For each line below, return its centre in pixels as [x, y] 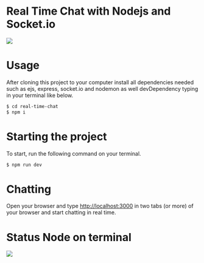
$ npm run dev [24, 165]
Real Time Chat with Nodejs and [89, 11]
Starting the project [57, 136]
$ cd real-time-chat [33, 106]
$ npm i [16, 112]
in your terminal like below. [40, 95]
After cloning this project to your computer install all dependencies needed [100, 82]
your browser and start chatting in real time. [62, 212]
